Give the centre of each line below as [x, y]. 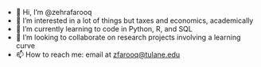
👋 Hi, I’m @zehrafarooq [54, 12]
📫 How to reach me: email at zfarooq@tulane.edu [98, 54]
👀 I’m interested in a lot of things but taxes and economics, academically [134, 20]
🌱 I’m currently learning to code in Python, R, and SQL [104, 29]
